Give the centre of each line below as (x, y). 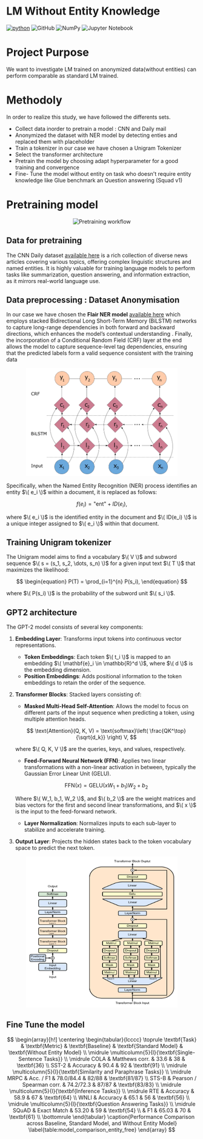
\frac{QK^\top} (168, 731)
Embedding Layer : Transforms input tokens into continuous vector (98, 639)
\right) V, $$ (122, 737)
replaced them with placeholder (55, 141)
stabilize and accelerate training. (65, 830)
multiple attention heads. (55, 719)
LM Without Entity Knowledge (83, 11)
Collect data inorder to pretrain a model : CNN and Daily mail (91, 129)
